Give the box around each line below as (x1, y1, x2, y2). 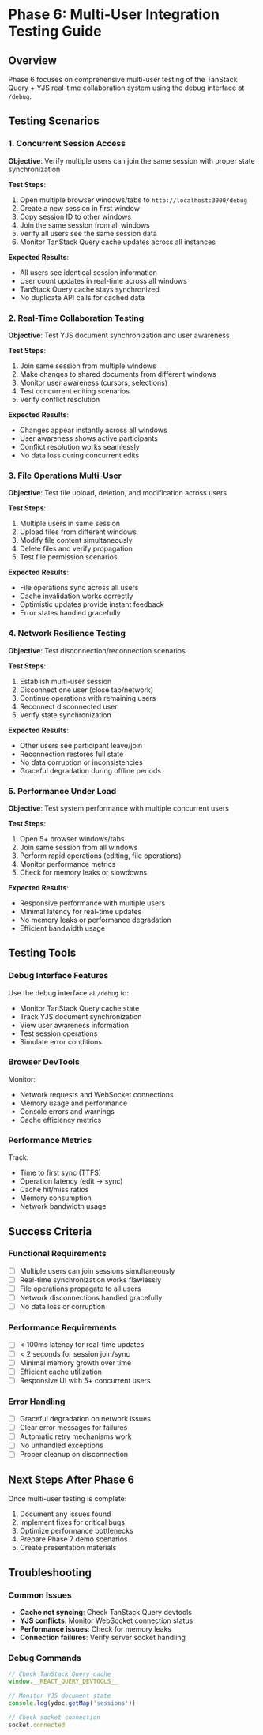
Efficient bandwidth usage (19, 923, 105, 933)
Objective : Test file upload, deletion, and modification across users (8, 488, 227, 498)
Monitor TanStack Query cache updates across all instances (19, 237, 216, 247)
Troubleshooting (8, 1566, 92, 1579)
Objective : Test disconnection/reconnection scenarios (8, 645, 186, 655)
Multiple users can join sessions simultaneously (19, 1266, 175, 1275)
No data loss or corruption (19, 1302, 106, 1312)
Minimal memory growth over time (19, 1357, 132, 1368)
